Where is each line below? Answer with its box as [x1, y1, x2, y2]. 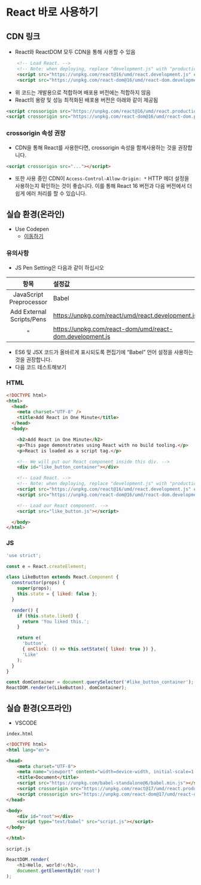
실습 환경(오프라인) [6, 703, 72, 713]
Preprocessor [9, 298, 48, 306]
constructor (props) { [11, 580, 66, 586]
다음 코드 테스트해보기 [14, 363, 67, 370]
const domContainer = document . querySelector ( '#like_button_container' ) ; [6, 679, 194, 685]
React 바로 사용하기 [6, 5, 99, 19]
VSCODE [14, 719, 37, 726]
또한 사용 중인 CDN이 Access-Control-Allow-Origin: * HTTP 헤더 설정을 [14, 175, 190, 182]
